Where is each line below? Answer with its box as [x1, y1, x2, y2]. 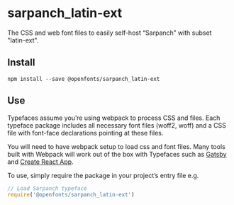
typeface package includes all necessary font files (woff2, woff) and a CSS [7, 121, 227, 129]
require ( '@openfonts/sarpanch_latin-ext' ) [7, 192, 135, 199]
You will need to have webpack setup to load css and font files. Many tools [7, 142, 225, 150]
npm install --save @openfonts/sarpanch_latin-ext [7, 75, 160, 82]
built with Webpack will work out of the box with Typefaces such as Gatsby [7, 150, 227, 158]
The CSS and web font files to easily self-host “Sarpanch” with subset [7, 28, 212, 37]
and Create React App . [7, 157, 74, 166]
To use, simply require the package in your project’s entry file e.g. [7, 171, 199, 179]
